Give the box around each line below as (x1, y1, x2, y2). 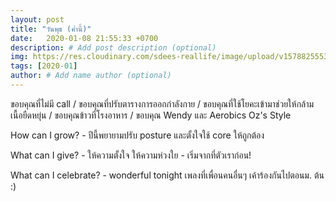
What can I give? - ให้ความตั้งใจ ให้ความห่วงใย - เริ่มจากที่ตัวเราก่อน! (10, 149, 252, 161)
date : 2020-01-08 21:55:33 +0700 (10, 33, 159, 43)
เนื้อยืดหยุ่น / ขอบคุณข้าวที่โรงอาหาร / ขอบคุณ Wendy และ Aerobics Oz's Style (10, 109, 292, 121)
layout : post (10, 14, 65, 25)
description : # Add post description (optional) (10, 42, 217, 53)
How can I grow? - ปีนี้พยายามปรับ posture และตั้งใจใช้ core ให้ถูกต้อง (10, 129, 265, 141)
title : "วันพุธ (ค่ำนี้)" (10, 24, 92, 34)
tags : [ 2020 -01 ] (10, 61, 78, 71)
